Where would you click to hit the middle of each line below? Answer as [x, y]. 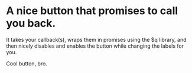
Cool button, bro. [27, 64]
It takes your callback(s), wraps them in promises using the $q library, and [96, 39]
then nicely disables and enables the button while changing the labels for [95, 46]
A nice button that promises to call [92, 11]
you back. [31, 23]
